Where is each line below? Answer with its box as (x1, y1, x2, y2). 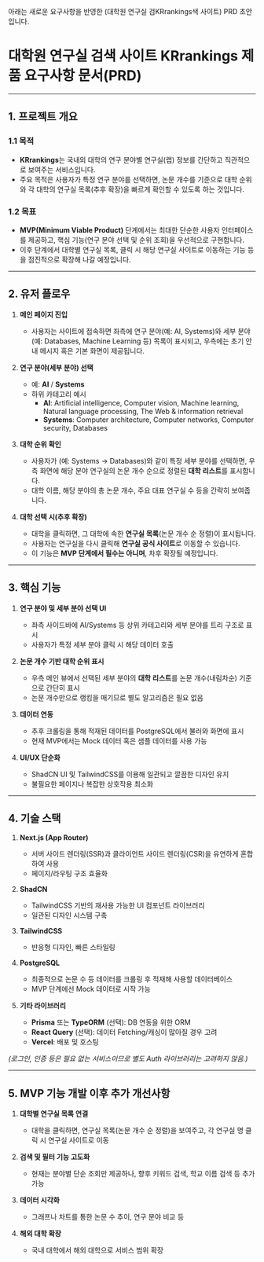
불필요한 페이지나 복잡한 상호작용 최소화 (31, 779, 154, 788)
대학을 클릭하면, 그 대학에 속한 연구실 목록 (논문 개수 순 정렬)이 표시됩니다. (31, 529, 256, 538)
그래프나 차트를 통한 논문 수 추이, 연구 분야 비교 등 (31, 1212, 185, 1222)
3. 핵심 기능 (8, 581, 61, 595)
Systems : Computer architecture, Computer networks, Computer (42, 415, 255, 424)
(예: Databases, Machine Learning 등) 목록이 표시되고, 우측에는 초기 (31, 336, 244, 346)
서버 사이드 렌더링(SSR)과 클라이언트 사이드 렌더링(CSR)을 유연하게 (31, 849, 239, 859)
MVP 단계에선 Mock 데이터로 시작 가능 (31, 985, 151, 994)
